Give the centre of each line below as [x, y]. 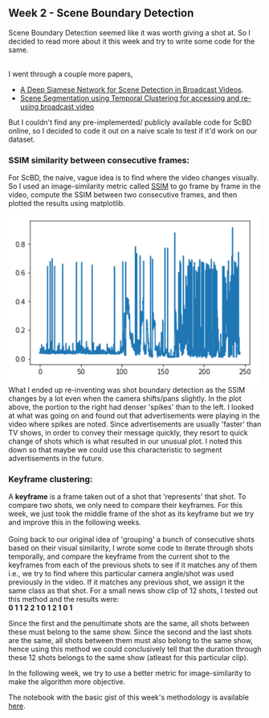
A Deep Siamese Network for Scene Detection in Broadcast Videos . [132, 89]
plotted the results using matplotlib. [67, 204]
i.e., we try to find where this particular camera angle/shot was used [121, 573]
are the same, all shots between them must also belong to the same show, [130, 640]
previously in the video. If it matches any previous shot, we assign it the [126, 582]
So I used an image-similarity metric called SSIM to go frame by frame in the [134, 186]
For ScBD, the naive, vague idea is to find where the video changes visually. [134, 178]
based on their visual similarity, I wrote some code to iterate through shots [131, 547]
